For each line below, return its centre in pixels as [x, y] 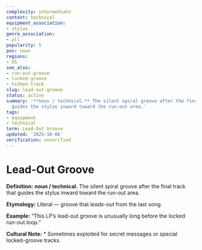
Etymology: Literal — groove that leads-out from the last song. [84, 204]
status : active [25, 95]
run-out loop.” [23, 222]
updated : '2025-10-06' [35, 135]
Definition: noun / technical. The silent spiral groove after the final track [96, 186]
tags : [13, 112]
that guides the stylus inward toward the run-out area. [73, 192]
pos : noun [19, 51]
